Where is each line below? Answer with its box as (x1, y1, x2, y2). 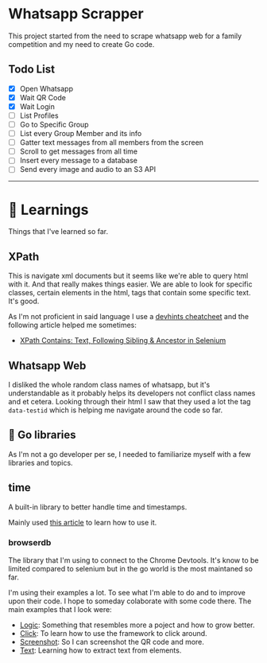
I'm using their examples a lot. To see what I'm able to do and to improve (8, 587, 246, 597)
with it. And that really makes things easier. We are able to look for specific (8, 279, 253, 289)
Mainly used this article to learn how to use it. (8, 517, 157, 527)
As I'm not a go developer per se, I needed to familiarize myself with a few (8, 449, 251, 458)
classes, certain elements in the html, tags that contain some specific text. (8, 288, 251, 298)
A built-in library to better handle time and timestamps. (8, 502, 188, 512)
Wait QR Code (19, 92, 66, 102)
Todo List (8, 63, 56, 76)
